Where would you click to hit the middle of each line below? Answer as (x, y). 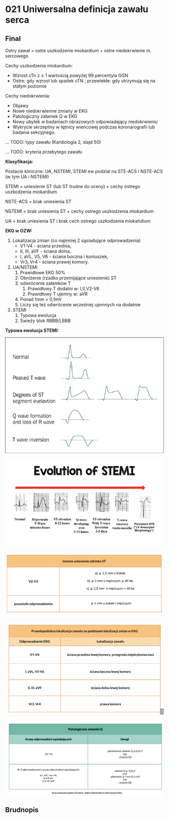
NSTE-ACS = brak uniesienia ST (38, 201)
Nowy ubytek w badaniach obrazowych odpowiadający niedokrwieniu (85, 121)
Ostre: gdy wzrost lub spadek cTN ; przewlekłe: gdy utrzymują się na (84, 81)
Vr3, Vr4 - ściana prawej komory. (54, 262)
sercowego (17, 56)
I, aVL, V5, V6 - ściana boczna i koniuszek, (64, 257)
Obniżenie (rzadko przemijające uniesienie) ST (68, 278)
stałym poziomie (29, 86)
